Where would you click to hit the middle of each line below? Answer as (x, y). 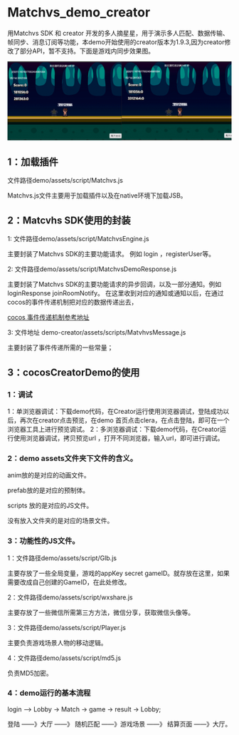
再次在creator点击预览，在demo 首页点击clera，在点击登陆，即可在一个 (124, 420)
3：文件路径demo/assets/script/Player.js (67, 627)
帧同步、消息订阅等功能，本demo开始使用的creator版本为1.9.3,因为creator (116, 42)
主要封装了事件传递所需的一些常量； (60, 348)
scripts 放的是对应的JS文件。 (50, 506)
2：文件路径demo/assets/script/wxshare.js (70, 597)
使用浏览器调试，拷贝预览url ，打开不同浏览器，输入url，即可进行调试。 (118, 438)
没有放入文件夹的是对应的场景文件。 (60, 521)
